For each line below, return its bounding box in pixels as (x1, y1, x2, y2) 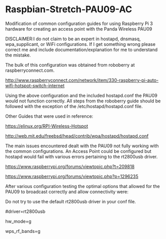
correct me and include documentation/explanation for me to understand (5, 46, 158, 52)
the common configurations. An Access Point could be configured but (5, 148, 152, 154)
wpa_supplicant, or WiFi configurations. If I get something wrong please (5, 41, 156, 47)
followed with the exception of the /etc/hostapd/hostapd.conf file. (5, 103, 143, 109)
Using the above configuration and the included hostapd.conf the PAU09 (5, 92, 157, 98)
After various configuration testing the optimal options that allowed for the (5, 183, 160, 189)
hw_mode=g (5, 218, 31, 224)
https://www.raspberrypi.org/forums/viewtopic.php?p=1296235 (5, 173, 139, 179)
